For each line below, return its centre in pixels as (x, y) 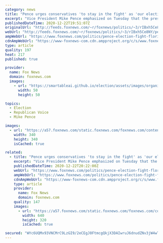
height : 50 (29, 95)
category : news (20, 9)
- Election (20, 108)
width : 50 (28, 90)
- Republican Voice (29, 113)
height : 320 (35, 220)
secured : (14, 233)
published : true (21, 59)
